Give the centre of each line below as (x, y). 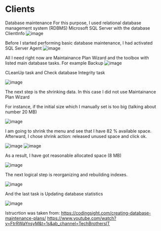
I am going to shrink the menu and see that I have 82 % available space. (78, 131)
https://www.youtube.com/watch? (81, 218)
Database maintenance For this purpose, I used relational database (73, 23)
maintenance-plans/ (25, 218)
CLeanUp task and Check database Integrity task (55, 72)
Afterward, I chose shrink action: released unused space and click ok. (76, 136)
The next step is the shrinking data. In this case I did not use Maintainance (81, 92)
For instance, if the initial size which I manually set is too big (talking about (81, 106)
